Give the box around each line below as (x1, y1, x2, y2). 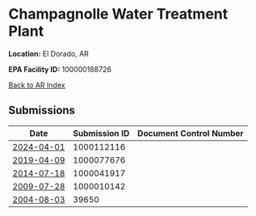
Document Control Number (136, 127, 244, 138)
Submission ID (72, 127, 130, 138)
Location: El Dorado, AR (8, 49, 89, 58)
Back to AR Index (8, 80, 66, 90)
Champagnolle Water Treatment (8, 5, 229, 23)
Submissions (8, 104, 75, 117)
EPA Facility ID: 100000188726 (8, 64, 111, 74)
